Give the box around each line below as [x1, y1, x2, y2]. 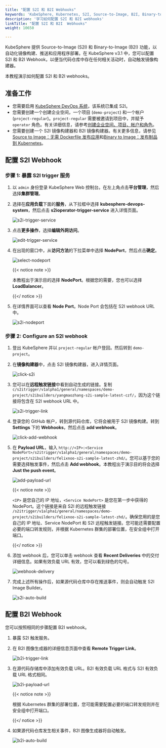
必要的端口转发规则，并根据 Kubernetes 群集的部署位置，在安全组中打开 [12, 526, 160, 532]
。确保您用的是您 [125, 514, 160, 520]
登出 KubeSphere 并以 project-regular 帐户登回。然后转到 [12, 345, 132, 351]
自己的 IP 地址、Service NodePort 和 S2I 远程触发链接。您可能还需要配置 [12, 520, 161, 526]
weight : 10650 [5, 26, 35, 31]
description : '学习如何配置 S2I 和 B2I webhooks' [5, 16, 104, 21]
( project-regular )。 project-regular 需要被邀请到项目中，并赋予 [12, 115, 144, 121]
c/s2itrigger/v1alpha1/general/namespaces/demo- [12, 387, 115, 392]
